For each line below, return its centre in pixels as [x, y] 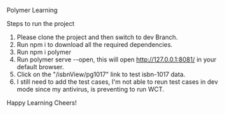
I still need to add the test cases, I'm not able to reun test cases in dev [117, 82]
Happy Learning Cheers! [42, 103]
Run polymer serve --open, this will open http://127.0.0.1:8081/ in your [117, 59]
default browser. [40, 67]
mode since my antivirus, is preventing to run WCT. [90, 89]
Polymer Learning [32, 10]
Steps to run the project [41, 23]
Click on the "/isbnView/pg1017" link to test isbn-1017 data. [101, 74]
